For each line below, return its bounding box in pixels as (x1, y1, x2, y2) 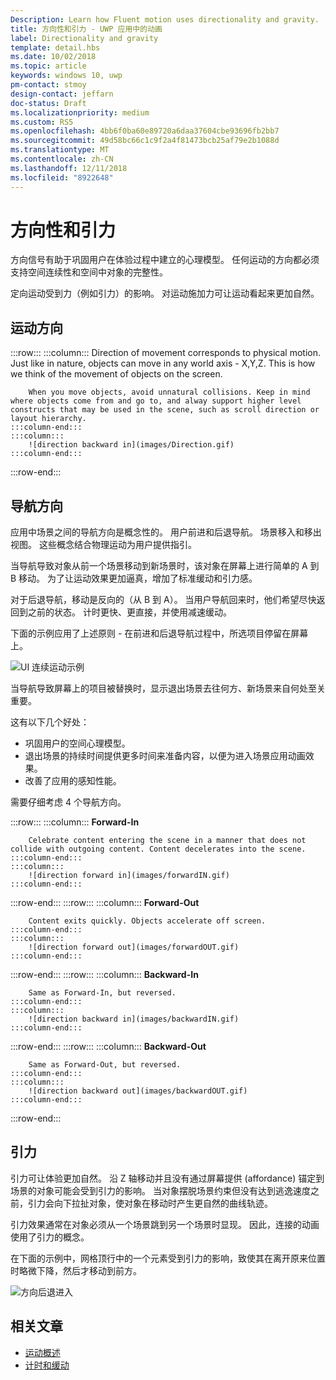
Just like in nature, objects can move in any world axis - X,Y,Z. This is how (10, 357, 316, 370)
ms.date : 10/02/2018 (10, 52, 97, 62)
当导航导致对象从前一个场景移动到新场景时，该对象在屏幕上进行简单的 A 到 (10, 560, 320, 572)
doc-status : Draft (10, 98, 87, 108)
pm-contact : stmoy (10, 80, 87, 90)
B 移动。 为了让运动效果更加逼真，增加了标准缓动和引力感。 (10, 572, 258, 585)
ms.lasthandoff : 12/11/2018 (10, 163, 128, 173)
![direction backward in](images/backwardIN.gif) (28, 1014, 240, 1025)
